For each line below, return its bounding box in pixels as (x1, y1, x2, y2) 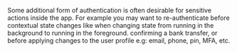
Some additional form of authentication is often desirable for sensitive (7, 6, 212, 14)
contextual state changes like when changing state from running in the (7, 21, 214, 29)
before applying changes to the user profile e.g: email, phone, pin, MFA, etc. (7, 36, 231, 45)
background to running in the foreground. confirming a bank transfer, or (7, 28, 218, 37)
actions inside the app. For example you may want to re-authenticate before (7, 14, 230, 22)
